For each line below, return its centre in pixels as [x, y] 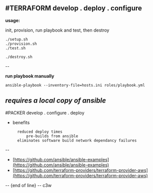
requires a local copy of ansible [56, 101]
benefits [21, 122]
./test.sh [16, 48]
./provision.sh [21, 44]
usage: [13, 20]
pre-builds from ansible [52, 136]
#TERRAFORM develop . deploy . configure [74, 8]
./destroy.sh [19, 57]
